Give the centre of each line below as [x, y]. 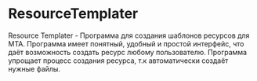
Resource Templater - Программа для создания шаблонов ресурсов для [129, 35]
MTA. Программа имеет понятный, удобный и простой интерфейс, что [126, 43]
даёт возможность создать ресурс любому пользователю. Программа [128, 52]
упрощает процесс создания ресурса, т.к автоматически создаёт [118, 61]
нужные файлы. [34, 68]
